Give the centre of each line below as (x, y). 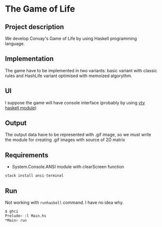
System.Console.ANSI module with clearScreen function (68, 167)
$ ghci (12, 211)
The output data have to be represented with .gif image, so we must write (78, 135)
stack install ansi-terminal (34, 176)
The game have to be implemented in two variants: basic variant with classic (81, 70)
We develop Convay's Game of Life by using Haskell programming (71, 38)
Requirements (27, 155)
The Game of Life (40, 9)
